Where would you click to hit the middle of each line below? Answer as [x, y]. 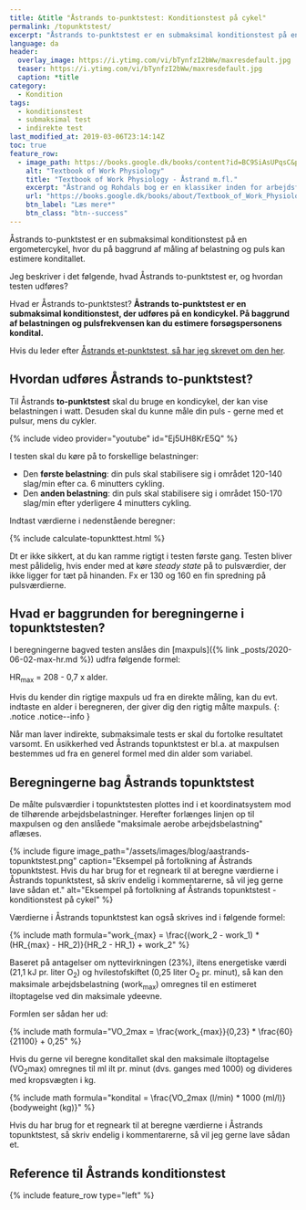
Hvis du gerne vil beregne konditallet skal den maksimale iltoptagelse [139, 1058]
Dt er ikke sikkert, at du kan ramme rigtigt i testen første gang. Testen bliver [151, 556]
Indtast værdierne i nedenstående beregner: [92, 521]
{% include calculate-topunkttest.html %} [87, 538]
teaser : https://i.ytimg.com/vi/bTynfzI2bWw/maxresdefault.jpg [140, 69]
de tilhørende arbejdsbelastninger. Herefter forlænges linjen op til [132, 814]
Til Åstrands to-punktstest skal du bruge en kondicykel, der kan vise [139, 401]
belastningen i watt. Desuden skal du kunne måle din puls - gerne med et [147, 411]
